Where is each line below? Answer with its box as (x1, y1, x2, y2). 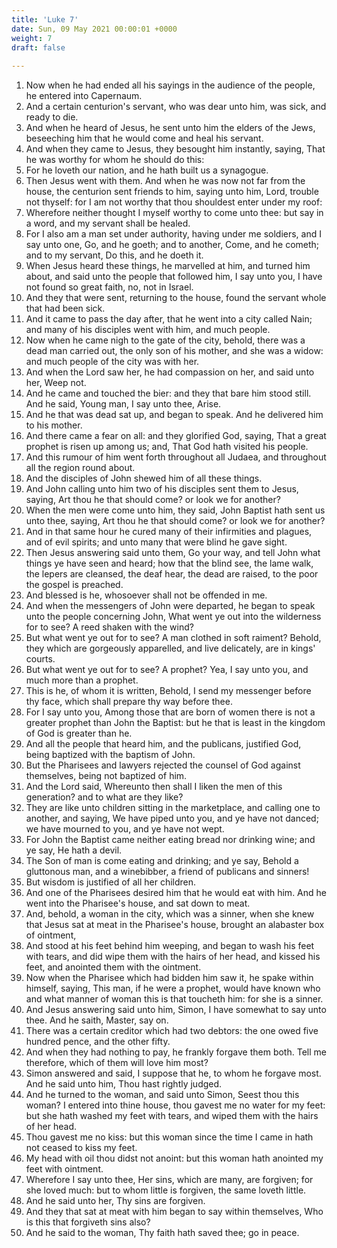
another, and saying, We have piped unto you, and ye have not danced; (25, 812, 319, 825)
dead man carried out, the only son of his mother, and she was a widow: (25, 345, 324, 357)
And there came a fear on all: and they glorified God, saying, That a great (25, 430, 327, 442)
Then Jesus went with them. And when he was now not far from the (25, 175, 306, 187)
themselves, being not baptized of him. (25, 770, 188, 782)
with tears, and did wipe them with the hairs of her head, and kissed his (25, 951, 321, 963)
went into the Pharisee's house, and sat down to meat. (25, 897, 251, 910)
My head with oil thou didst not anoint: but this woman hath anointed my (25, 1152, 324, 1165)
